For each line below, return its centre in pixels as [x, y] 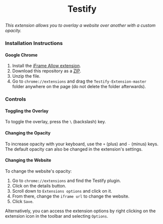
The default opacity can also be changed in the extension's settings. [74, 149]
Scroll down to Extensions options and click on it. [62, 191]
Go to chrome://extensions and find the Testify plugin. [66, 180]
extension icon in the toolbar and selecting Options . [57, 216]
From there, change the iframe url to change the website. [71, 196]
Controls [16, 99]
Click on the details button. [39, 186]
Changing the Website [28, 160]
